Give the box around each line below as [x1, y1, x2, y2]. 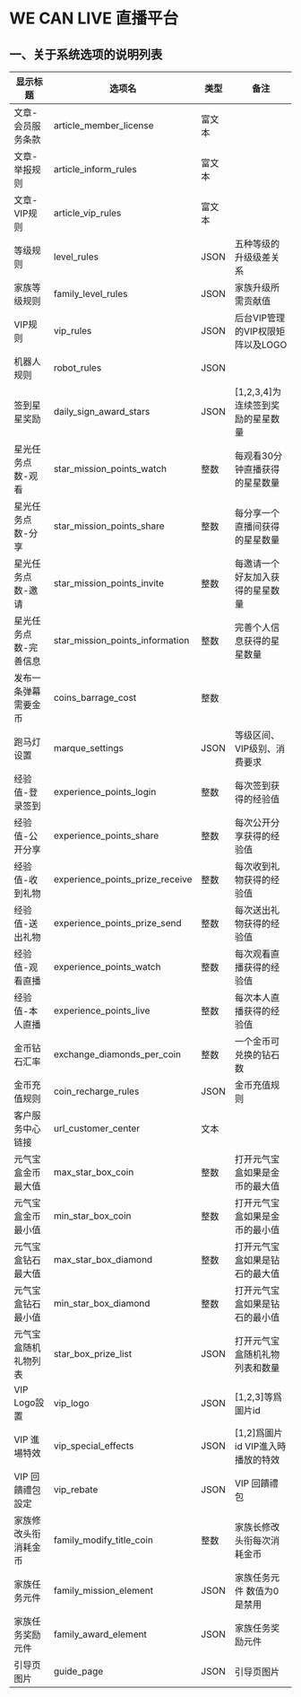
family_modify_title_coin [53, 1534, 154, 1546]
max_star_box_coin [53, 1166, 134, 1178]
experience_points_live [53, 1004, 150, 1017]
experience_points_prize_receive [53, 873, 193, 885]
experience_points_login [53, 786, 157, 798]
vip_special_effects [53, 1439, 134, 1452]
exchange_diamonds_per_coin [53, 1048, 182, 1060]
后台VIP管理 [234, 311, 286, 324]
